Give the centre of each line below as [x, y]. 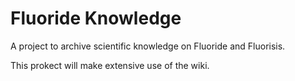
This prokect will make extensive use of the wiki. [110, 65]
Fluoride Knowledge [96, 18]
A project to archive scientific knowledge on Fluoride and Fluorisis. [148, 46]
